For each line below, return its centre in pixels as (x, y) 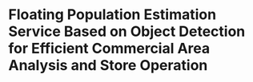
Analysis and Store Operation (108, 66)
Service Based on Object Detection (127, 31)
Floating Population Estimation (112, 15)
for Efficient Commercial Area (109, 49)
